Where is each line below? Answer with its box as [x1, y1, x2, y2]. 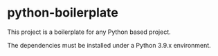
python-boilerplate [7, 5, 119, 21]
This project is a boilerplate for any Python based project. [7, 28, 171, 36]
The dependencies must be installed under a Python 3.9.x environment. [7, 41, 211, 49]
